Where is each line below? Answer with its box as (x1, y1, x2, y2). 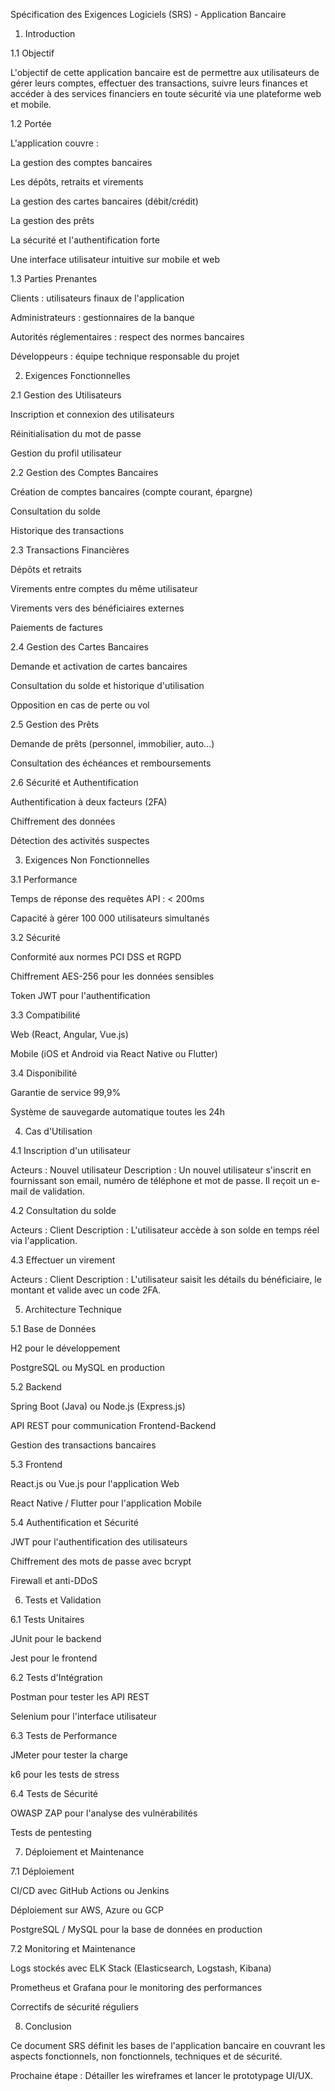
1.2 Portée (10, 118, 52, 129)
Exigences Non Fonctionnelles (24, 854, 150, 866)
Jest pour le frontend (10, 1652, 98, 1664)
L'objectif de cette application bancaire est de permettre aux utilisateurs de (10, 67, 320, 78)
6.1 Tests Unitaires (10, 1614, 85, 1625)
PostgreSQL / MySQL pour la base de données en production (10, 1924, 263, 1935)
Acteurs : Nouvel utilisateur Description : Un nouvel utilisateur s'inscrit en (10, 1164, 312, 1176)
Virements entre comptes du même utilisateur (10, 583, 199, 594)
